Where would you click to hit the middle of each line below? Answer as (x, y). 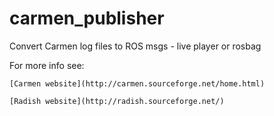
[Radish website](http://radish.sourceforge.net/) (117, 101)
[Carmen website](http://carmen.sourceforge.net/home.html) (137, 83)
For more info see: (47, 65)
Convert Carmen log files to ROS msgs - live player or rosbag (135, 46)
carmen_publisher (87, 18)
